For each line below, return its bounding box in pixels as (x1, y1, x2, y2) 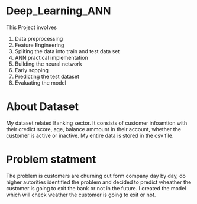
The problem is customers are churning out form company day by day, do (6, 172, 186, 179)
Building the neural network (14, 60, 82, 67)
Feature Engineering (14, 41, 64, 48)
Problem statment (6, 153, 96, 166)
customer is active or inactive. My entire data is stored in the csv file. (6, 132, 174, 139)
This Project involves (6, 24, 57, 31)
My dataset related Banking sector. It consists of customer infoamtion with (6, 119, 188, 127)
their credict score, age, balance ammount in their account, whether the (6, 125, 182, 132)
